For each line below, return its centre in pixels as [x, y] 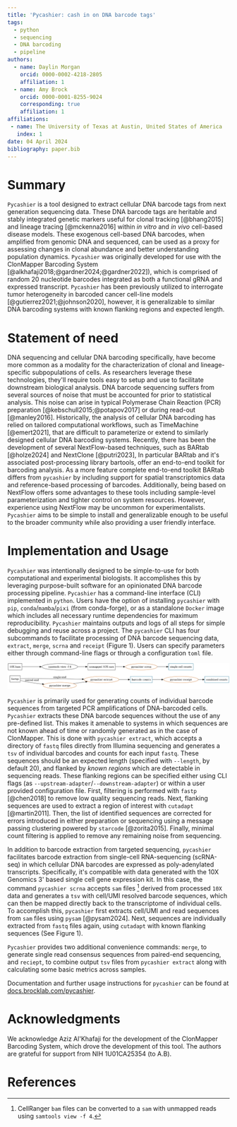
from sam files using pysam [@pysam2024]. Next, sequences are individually [117, 918]
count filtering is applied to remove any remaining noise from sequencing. [115, 836]
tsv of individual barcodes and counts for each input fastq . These [103, 753]
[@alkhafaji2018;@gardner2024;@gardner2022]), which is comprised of [113, 272]
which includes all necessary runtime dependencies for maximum [103, 616]
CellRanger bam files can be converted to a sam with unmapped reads [117, 1108]
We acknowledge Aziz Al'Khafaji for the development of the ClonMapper [113, 1039]
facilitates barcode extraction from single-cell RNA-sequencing [99, 857]
